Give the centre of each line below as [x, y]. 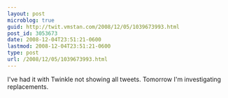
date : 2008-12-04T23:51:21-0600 [54, 40]
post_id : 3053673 [33, 33]
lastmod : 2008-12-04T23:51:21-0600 [59, 46]
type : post [23, 53]
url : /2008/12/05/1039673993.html [58, 59]
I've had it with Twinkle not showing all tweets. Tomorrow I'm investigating [114, 79]
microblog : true [31, 20]
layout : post [26, 14]
